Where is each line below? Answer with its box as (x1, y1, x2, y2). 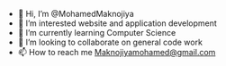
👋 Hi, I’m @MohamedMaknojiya (17, 9, 135, 19)
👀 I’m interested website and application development (17, 18, 218, 29)
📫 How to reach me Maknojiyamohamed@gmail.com (17, 47, 216, 57)
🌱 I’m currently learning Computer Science (17, 28, 176, 37)
